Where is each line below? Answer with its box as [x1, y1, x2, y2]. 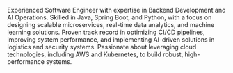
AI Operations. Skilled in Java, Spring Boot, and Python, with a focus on [7, 13, 212, 22]
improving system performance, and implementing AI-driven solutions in [7, 35, 215, 44]
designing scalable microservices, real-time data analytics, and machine [7, 21, 215, 29]
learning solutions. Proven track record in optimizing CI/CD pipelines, [7, 28, 205, 36]
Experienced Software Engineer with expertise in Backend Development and [7, 6, 226, 14]
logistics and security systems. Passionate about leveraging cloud [7, 43, 197, 51]
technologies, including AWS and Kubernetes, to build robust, [7, 50, 184, 58]
